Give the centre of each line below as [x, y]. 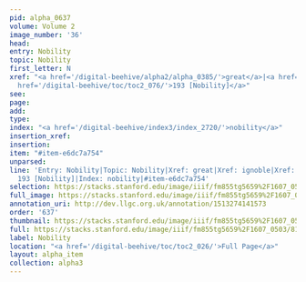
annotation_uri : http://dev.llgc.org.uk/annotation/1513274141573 [138, 204]
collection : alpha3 [46, 263]
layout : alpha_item [46, 255]
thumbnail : [30, 221]
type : [20, 119]
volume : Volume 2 [42, 26]
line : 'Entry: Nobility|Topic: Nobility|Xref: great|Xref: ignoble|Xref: [153, 170]
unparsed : [28, 161]
